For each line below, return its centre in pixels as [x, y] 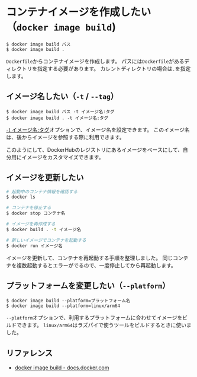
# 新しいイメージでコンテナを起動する [46, 240]
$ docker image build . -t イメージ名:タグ [57, 118]
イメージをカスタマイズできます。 [63, 157]
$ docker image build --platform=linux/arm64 [63, 306]
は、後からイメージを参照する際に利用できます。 [66, 137]
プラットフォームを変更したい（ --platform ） [88, 285]
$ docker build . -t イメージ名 [44, 229]
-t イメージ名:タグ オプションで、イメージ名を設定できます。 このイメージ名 [98, 130]
